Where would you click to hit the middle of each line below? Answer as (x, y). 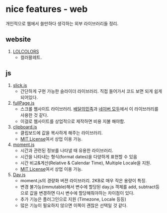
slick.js (20, 85)
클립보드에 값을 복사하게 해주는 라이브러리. (62, 133)
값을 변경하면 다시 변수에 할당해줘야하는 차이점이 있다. (82, 193)
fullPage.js (24, 103)
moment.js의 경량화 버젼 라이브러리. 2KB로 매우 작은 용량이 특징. (83, 180)
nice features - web (47, 9)
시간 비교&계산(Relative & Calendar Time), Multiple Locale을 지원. (86, 163)
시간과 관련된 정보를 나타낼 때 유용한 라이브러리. (67, 150)
